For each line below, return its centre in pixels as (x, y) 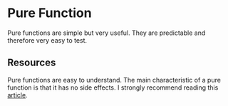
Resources (32, 63)
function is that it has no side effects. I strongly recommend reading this (113, 88)
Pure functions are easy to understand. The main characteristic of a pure (114, 80)
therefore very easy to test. (47, 40)
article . (17, 95)
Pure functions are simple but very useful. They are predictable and (107, 33)
